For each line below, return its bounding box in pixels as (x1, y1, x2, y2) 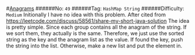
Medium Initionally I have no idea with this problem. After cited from (6, 11, 166, 18)
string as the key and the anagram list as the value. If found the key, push (6, 36, 183, 43)
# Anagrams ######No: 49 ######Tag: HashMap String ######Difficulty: (6, 5, 184, 12)
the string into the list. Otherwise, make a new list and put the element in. (6, 42, 183, 49)
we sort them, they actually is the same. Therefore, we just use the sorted (6, 30, 184, 37)
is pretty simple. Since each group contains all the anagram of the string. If (6, 23, 187, 30)
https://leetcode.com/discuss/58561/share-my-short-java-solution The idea (6, 18, 190, 24)
